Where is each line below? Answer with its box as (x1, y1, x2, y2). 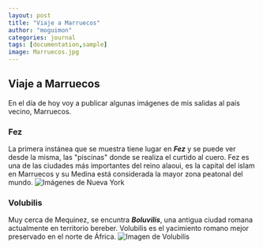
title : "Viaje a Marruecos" (8, 19, 101, 27)
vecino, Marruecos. (8, 106, 72, 116)
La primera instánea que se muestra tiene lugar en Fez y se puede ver (8, 144, 236, 154)
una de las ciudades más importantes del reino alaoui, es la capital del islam (8, 161, 255, 170)
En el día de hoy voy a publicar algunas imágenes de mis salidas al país (8, 98, 241, 107)
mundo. (8, 178, 33, 188)
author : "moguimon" (8, 26, 73, 34)
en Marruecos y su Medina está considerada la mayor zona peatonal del (8, 169, 243, 179)
